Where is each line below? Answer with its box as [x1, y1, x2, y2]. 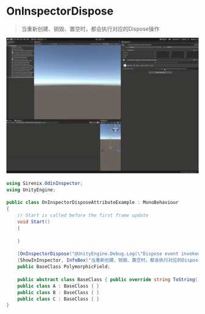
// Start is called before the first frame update [17, 212, 149, 218]
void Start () [17, 219, 51, 225]
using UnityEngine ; [6, 187, 56, 193]
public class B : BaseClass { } [17, 289, 99, 296]
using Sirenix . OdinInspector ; [6, 180, 84, 186]
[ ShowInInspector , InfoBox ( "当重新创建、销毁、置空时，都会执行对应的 [17, 257, 182, 263]
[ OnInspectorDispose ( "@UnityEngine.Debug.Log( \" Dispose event [17, 251, 179, 257]
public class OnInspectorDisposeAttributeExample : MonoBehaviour [6, 200, 179, 206]
